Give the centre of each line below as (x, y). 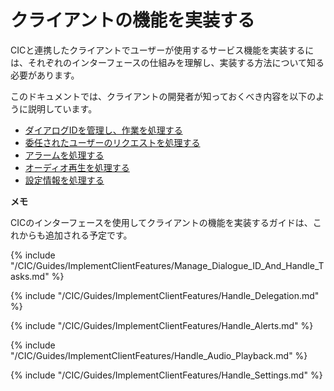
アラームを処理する (64, 155)
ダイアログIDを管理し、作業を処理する (103, 130)
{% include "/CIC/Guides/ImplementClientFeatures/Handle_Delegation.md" (165, 295)
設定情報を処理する (64, 180)
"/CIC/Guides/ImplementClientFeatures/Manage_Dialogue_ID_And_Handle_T (167, 265)
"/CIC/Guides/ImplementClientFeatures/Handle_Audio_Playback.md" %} (159, 355)
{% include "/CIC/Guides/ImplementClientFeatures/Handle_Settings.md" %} (166, 375)
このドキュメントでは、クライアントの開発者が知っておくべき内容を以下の (163, 96)
